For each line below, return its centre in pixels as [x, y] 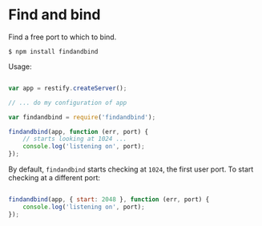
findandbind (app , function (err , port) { [79, 131]
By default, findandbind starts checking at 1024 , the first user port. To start [131, 169]
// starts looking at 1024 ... [75, 139]
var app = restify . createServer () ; [68, 88]
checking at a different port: [54, 178]
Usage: [20, 67]
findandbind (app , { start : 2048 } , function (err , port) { [109, 200]
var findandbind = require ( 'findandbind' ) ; [82, 117]
